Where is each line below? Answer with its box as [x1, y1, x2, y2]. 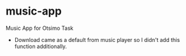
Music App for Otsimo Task [5, 24, 74, 32]
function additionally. [14, 43, 67, 50]
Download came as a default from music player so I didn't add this [14, 36, 180, 43]
